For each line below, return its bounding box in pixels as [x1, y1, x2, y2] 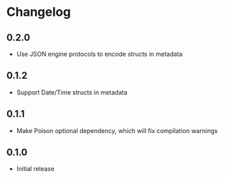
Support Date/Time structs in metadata [16, 88, 128, 97]
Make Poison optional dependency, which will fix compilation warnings [16, 126, 218, 135]
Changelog [6, 4, 71, 20]
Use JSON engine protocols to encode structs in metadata [16, 50, 183, 58]
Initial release [16, 165, 55, 173]
